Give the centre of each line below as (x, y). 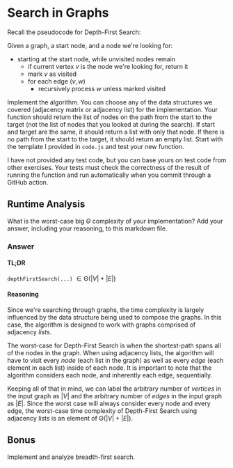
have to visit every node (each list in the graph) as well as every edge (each (115, 361)
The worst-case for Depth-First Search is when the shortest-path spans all (114, 345)
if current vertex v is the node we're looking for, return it (108, 66)
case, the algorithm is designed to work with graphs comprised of (102, 325)
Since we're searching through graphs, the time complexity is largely (106, 310)
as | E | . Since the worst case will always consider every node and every (109, 404)
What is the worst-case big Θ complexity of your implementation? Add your (115, 221)
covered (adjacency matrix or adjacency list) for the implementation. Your (112, 109)
